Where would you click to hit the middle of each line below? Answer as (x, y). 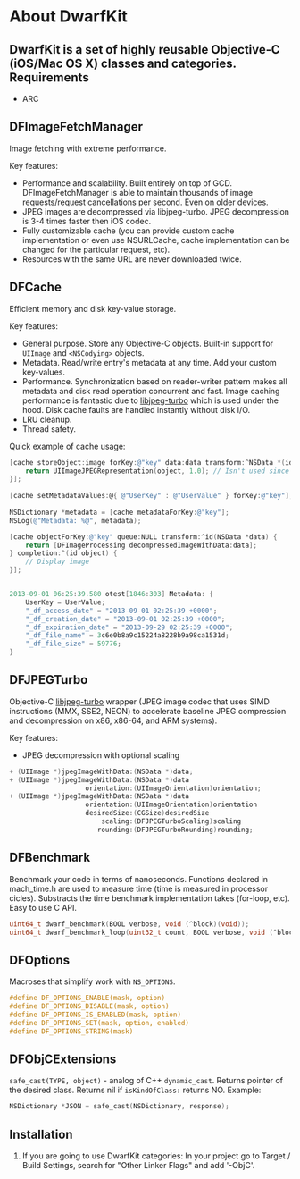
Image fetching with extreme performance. (88, 148)
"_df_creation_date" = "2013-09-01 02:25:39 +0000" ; (125, 619)
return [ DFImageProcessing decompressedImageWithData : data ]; (141, 545)
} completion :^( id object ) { (63, 553)
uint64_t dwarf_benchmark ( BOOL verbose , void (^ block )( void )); (129, 924)
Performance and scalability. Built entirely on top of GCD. (127, 183)
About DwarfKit (68, 17)
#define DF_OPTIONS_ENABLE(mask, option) (87, 998)
